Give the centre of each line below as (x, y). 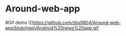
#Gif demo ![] (19, 22)
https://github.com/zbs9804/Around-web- (77, 22)
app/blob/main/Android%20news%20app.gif (52, 27)
